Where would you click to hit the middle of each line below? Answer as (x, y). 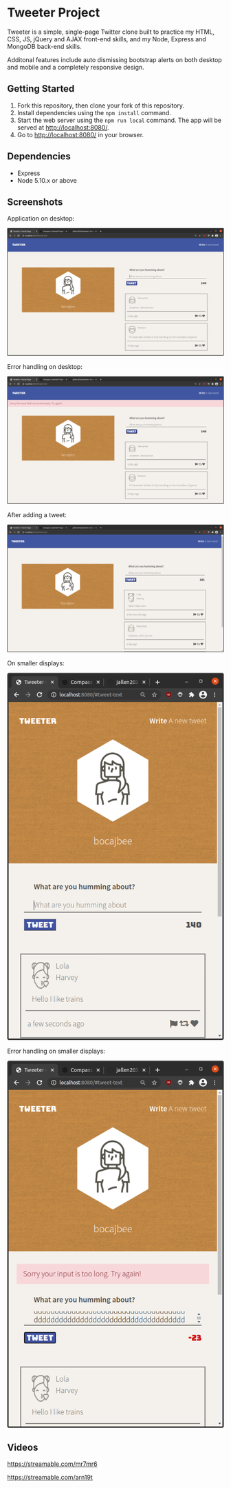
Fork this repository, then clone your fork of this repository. (100, 105)
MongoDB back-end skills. (45, 46)
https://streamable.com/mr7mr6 (52, 1464)
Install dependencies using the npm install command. (94, 112)
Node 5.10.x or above (47, 180)
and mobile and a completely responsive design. (76, 67)
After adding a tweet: (37, 514)
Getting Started (41, 89)
